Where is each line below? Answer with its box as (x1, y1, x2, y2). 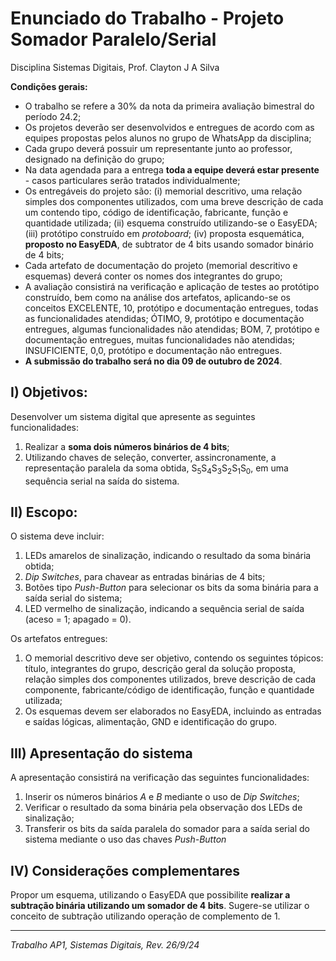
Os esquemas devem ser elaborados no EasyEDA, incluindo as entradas (24, 705, 322, 717)
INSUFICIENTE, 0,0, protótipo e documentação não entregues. (24, 344, 283, 356)
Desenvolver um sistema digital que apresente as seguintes (10, 410, 256, 422)
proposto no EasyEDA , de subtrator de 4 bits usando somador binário (24, 238, 314, 250)
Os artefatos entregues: (10, 633, 108, 645)
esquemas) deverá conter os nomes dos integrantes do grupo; (24, 270, 283, 282)
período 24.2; (24, 110, 82, 122)
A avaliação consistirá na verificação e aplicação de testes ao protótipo (24, 280, 320, 292)
